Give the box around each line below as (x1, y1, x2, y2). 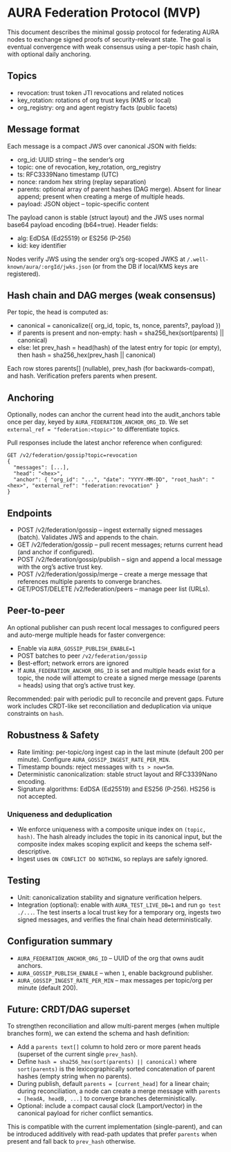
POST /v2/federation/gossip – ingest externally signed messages (17, 526, 203, 534)
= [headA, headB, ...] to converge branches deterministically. (17, 1094, 197, 1103)
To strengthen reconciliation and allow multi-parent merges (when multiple (7, 1022, 220, 1030)
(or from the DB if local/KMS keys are (92, 262, 198, 270)
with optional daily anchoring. (7, 50, 92, 58)
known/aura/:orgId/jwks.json (7, 263, 91, 270)
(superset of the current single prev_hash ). (17, 1050, 138, 1058)
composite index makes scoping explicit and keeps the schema (17, 840, 198, 848)
